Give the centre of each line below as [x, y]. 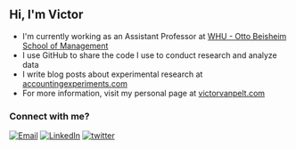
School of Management [65, 46]
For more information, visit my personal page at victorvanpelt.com [144, 93]
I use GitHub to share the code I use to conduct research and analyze [150, 55]
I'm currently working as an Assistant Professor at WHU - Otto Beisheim [154, 36]
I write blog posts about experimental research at [112, 74]
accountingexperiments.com [74, 83]
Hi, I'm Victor [46, 15]
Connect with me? [49, 116]
